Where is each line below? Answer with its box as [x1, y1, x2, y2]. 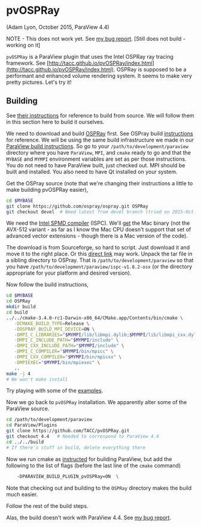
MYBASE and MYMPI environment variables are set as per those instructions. [6, 155, 187, 162]
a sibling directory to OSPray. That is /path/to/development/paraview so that [6, 257, 194, 264]
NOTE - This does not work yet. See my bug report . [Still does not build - [6, 35, 186, 42]
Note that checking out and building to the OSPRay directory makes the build [6, 484, 192, 492]
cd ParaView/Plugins [6, 422, 58, 429]
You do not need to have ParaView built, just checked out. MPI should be [6, 161, 185, 168]
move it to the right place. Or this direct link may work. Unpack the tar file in [6, 250, 193, 258]
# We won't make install [6, 376, 68, 383]
